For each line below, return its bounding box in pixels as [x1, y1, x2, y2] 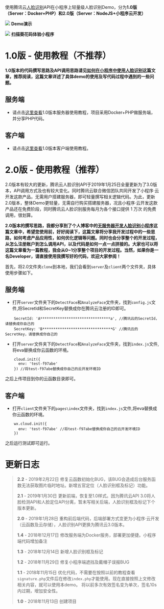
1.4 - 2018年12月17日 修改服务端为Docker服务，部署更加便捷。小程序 [17, 532, 157, 538]
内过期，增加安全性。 [17, 588, 60, 594]
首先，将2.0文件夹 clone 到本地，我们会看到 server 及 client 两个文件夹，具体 [5, 264, 156, 269]
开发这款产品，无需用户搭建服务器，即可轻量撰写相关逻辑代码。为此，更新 [5, 193, 155, 200]
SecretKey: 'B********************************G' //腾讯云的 [14, 327, 139, 332]
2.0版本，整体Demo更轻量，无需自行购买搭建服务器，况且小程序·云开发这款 [5, 200, 158, 206]
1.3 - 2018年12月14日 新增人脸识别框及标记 [17, 549, 104, 555]
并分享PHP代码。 [12, 115, 47, 121]
